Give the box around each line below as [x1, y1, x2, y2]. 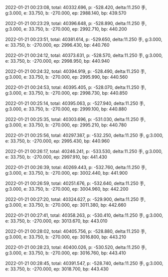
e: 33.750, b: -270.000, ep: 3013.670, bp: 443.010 [5, 218, 108, 224]
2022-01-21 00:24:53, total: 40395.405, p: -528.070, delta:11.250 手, [5, 84, 146, 90]
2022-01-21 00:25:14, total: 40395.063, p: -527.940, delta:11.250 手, [5, 100, 145, 106]
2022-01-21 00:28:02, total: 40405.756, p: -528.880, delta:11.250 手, [5, 228, 146, 234]
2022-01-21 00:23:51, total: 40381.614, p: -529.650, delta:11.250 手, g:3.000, [5, 37, 162, 42]
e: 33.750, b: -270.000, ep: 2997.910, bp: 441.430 [5, 154, 107, 160]
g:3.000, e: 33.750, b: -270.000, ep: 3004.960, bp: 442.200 [5, 186, 129, 192]
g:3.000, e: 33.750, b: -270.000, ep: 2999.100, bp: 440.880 [5, 106, 127, 112]
